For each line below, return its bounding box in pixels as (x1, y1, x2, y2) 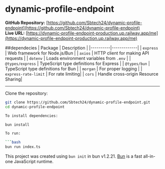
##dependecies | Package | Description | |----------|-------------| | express (5, 45, 159, 51)
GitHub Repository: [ (5, 20, 48, 26)
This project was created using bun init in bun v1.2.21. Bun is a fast (5, 153, 142, 159)
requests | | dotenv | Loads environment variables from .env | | (5, 55, 131, 61)
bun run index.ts (5, 144, 41, 149)
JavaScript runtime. (14, 159, 54, 165)
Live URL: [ (5, 30, 28, 36)
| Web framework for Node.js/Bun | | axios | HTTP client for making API (5, 50, 149, 56)
